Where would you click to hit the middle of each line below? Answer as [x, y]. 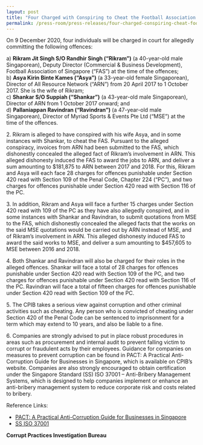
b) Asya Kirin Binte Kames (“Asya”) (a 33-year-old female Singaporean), [98, 78]
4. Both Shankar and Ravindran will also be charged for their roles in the [96, 261]
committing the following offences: [50, 47]
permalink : [20, 23]
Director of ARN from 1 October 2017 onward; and [68, 104]
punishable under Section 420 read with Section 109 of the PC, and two [95, 274]
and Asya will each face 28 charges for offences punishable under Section [99, 173]
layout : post [23, 12]
